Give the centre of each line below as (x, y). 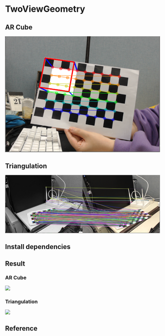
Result (15, 264)
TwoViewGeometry (45, 9)
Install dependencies (38, 247)
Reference (21, 328)
